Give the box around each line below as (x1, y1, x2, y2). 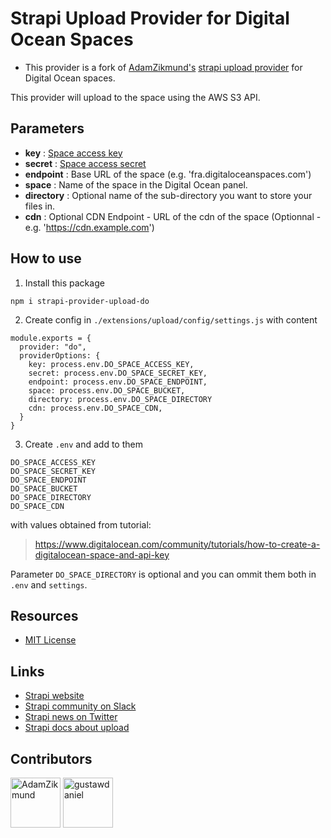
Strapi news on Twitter (24, 711, 118, 723)
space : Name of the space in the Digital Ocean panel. (24, 178, 248, 191)
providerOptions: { (19, 350, 101, 361)
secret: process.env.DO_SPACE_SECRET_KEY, (28, 368, 208, 378)
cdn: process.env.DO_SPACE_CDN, (28, 403, 163, 413)
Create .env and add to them (24, 438, 143, 450)
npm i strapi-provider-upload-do (10, 296, 150, 306)
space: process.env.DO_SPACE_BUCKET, (28, 385, 186, 396)
